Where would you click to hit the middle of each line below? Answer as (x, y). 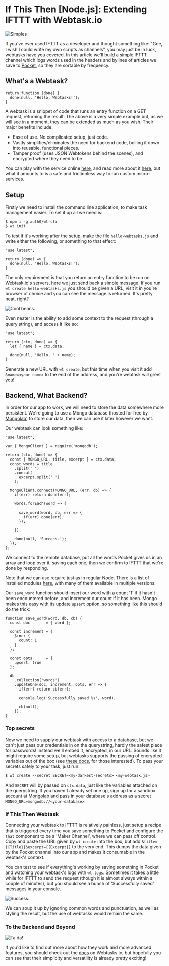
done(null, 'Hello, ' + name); (43, 355)
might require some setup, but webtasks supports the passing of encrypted (84, 755)
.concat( (23, 473)
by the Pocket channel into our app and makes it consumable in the (75, 852)
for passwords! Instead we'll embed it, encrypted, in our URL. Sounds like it (83, 750)
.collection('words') (37, 680)
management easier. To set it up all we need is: (54, 212)
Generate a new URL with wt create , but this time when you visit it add (79, 369)
